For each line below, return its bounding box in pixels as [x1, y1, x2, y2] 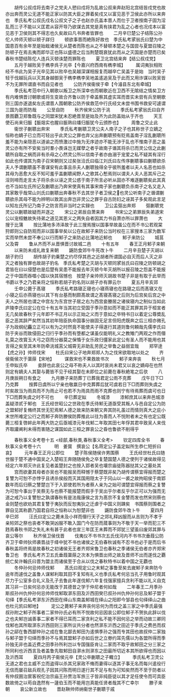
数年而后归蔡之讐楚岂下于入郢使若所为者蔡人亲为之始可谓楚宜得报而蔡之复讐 [5, 482, 166, 487]
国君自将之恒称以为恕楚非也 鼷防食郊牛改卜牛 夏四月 [36, 507, 164, 513]
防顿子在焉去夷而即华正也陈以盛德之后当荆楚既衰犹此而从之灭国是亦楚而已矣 [5, 49, 166, 55]
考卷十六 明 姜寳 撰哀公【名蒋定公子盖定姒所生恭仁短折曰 [22, 444, 161, 449]
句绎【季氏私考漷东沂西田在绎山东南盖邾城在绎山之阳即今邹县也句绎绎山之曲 [5, 597, 166, 602]
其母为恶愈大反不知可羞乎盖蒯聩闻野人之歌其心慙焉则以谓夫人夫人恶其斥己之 [5, 171, 166, 176]
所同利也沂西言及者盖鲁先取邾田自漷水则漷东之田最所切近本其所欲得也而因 [5, 648, 161, 654]
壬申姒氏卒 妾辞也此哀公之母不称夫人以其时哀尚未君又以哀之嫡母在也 [5, 362, 158, 368]
